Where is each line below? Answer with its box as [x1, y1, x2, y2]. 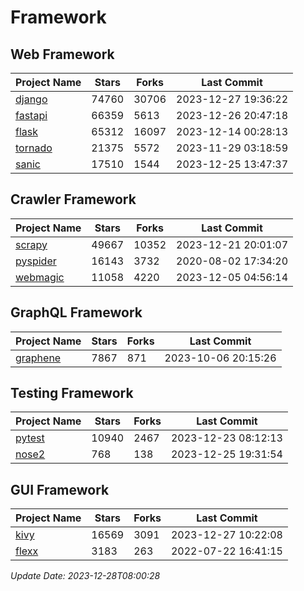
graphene [15, 351, 62, 365]
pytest [15, 431, 45, 445]
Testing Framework [10, 385, 134, 402]
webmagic [15, 270, 65, 284]
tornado [15, 141, 53, 155]
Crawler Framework [10, 191, 137, 208]
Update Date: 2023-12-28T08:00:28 [10, 570, 161, 582]
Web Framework [10, 46, 115, 63]
